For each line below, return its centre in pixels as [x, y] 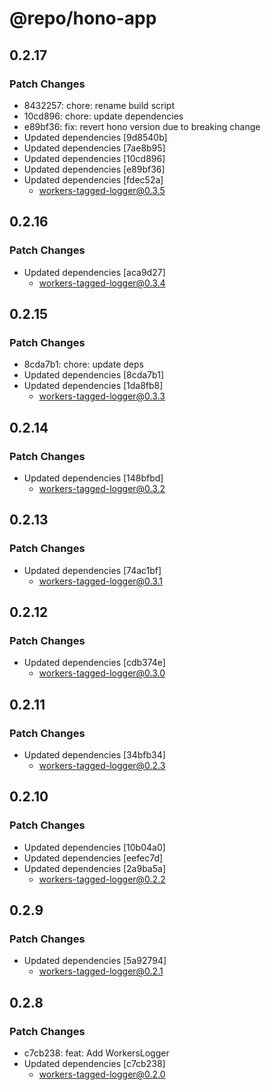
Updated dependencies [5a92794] [95, 961]
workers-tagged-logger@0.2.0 [102, 1074]
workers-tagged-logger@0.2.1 [101, 971]
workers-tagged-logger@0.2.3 [102, 765]
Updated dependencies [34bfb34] [94, 755]
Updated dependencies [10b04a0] [94, 847]
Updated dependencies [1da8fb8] [93, 386]
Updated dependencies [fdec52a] [93, 179]
